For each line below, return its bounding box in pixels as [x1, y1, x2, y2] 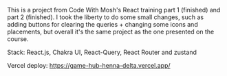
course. [7, 35, 29, 43]
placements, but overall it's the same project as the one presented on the [7, 27, 215, 36]
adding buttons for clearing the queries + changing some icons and [7, 21, 198, 28]
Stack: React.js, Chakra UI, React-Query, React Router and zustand [7, 48, 197, 56]
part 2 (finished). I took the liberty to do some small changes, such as [7, 13, 204, 21]
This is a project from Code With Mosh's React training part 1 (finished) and [7, 6, 221, 14]
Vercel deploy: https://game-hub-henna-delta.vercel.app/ [7, 62, 171, 69]
